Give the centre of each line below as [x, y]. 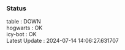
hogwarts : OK [25, 28]
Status [16, 8]
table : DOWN [24, 22]
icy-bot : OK [21, 34]
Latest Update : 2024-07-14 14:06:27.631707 [63, 41]
